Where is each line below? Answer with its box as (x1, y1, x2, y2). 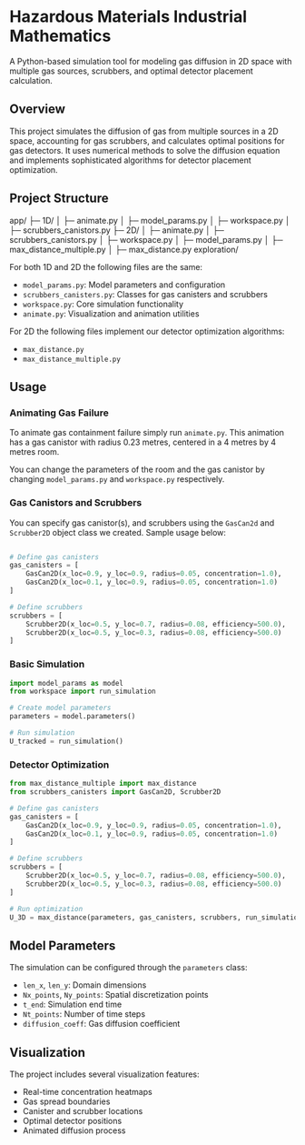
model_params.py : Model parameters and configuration (22, 279, 226, 290)
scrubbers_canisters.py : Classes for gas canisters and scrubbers (22, 288, 268, 299)
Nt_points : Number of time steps (22, 1009, 146, 1019)
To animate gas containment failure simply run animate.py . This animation (9, 427, 284, 438)
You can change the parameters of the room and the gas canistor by (9, 464, 265, 475)
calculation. (9, 75, 53, 85)
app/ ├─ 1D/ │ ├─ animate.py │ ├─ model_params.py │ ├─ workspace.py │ (9, 215, 290, 226)
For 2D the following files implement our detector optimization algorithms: (9, 326, 285, 336)
